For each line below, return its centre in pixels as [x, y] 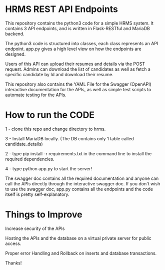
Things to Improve [44, 215]
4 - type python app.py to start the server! [49, 168]
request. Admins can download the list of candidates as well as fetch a [78, 69]
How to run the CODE [50, 115]
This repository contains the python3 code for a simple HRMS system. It [79, 23]
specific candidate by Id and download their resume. [59, 74]
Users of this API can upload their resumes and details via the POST [75, 64]
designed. [15, 54]
